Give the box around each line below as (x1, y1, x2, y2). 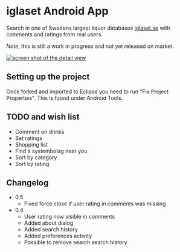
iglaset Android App (6, 4, 109, 18)
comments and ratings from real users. (6, 30, 103, 38)
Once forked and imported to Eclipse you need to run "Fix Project (6, 88, 169, 95)
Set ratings (14, 134, 42, 142)
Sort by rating (14, 160, 50, 167)
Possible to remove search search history (24, 239, 127, 246)
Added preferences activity (24, 232, 92, 240)
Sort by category (14, 153, 57, 161)
